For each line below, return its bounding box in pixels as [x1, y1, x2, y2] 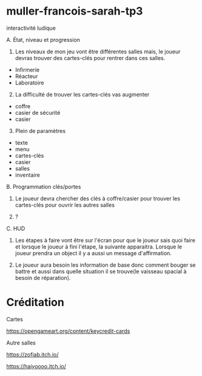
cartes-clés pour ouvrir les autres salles [15, 201, 115, 208]
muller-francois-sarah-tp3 [6, 4, 143, 18]
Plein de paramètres [15, 127, 66, 134]
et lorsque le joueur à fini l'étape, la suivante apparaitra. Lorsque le [15, 243, 183, 250]
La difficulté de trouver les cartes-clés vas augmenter [15, 91, 150, 98]
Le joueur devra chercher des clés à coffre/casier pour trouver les [15, 194, 181, 202]
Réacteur [15, 72, 38, 80]
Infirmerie [15, 66, 40, 73]
